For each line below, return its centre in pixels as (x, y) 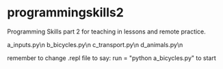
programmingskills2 (66, 13)
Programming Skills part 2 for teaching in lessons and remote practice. (107, 31)
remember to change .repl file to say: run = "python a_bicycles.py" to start (112, 58)
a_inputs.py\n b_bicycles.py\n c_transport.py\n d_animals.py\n (95, 44)
